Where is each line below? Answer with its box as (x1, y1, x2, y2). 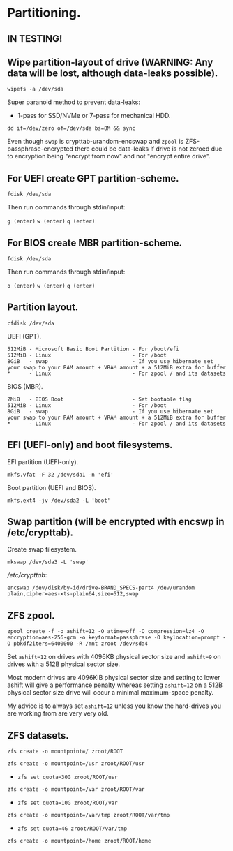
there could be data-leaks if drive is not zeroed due (74, 145, 223, 153)
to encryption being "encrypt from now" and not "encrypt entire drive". (7, 152, 211, 161)
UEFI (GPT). (7, 332, 42, 340)
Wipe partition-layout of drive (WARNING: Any (7, 56, 213, 68)
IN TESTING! (7, 33, 63, 45)
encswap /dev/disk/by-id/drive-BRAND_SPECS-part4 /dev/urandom (7, 584, 195, 591)
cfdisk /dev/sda (7, 320, 54, 327)
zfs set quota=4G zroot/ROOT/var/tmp (17, 825, 128, 832)
